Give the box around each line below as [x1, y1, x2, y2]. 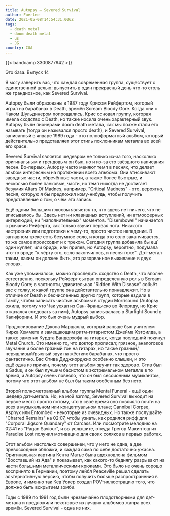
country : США [5, 45, 33, 50]
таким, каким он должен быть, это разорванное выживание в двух [5, 255, 151, 261]
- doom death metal [10, 31, 51, 36]
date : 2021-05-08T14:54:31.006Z [5, 17, 74, 22]
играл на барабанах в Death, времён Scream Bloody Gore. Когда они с [5, 105, 158, 111]
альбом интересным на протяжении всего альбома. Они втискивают [5, 169, 156, 175]
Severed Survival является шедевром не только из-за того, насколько [5, 153, 156, 159]
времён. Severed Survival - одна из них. [5, 505, 91, 511]
